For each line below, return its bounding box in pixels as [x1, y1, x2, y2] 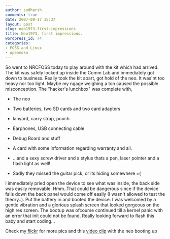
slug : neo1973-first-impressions [5, 26, 76, 32]
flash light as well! [12, 160, 51, 166]
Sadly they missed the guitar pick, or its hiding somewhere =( [12, 170, 141, 176]
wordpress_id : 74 [5, 36, 42, 41]
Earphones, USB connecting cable [12, 125, 85, 131]
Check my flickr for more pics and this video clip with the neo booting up [5, 228, 157, 234]
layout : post [5, 21, 33, 27]
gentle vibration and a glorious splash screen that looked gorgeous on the [5, 202, 160, 208]
